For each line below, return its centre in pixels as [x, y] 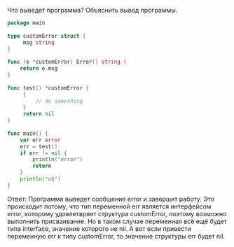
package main [26, 23]
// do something [59, 101]
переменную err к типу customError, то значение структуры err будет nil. [116, 236]
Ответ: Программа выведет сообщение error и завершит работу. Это [111, 199]
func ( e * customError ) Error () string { [67, 62]
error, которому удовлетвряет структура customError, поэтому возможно [117, 213]
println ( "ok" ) [40, 179]
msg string [39, 42]
